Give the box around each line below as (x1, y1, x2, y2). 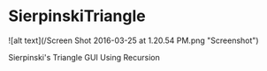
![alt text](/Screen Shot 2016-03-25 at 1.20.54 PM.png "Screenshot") (8, 35, 259, 46)
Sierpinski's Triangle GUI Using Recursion (8, 52, 161, 62)
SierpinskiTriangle (8, 6, 147, 26)
